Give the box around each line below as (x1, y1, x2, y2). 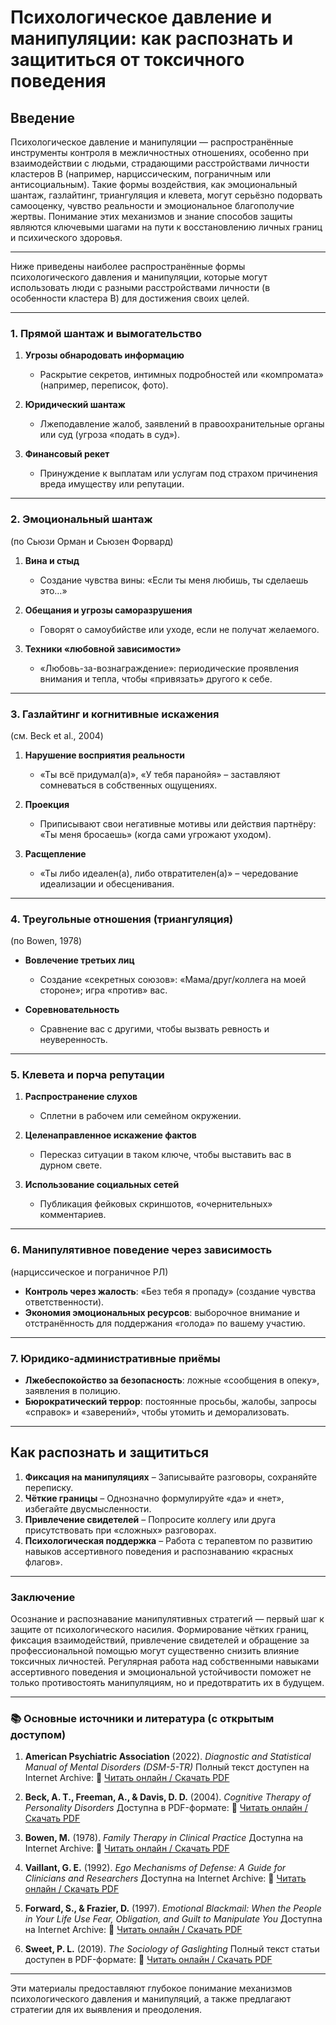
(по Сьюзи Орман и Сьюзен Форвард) (10, 535, 174, 547)
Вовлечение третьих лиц (24, 954, 135, 966)
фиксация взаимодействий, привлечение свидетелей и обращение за (10, 1634, 310, 1646)
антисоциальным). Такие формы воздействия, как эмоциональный (10, 179, 298, 190)
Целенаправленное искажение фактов (24, 1129, 197, 1141)
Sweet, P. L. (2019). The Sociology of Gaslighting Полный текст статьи (24, 1943, 320, 1955)
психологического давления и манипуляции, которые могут (10, 271, 268, 283)
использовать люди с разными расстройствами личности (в (10, 282, 271, 293)
